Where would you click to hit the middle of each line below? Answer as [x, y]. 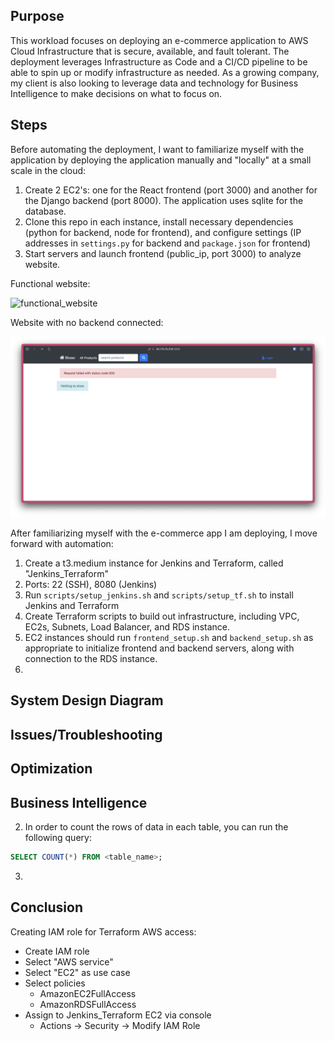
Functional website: [50, 283]
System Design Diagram [87, 700]
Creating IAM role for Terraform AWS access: [103, 931]
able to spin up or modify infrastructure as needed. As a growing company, [165, 72]
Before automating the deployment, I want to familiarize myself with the [157, 149]
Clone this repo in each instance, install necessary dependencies [159, 221]
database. [45, 211]
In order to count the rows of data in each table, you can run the [156, 827]
